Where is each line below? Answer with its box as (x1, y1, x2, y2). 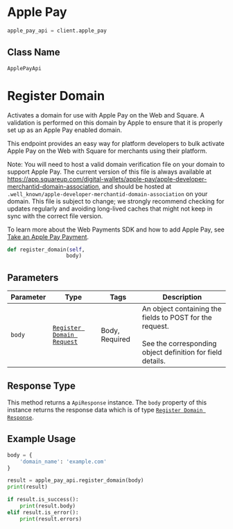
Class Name (7, 47, 60, 58)
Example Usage (7, 433, 76, 445)
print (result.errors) (19, 515, 82, 522)
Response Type (7, 380, 76, 391)
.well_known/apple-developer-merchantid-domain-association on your (7, 189, 208, 198)
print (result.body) (19, 503, 76, 510)
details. (141, 356, 166, 366)
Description (162, 293, 202, 302)
